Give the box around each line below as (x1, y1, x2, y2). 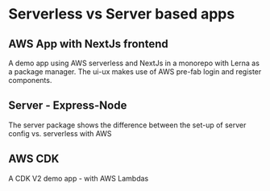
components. (8, 76, 52, 85)
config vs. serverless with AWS (8, 128, 112, 138)
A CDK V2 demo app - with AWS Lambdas (8, 173, 149, 183)
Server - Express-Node (8, 98, 127, 113)
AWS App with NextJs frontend (8, 37, 168, 51)
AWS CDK (8, 152, 60, 166)
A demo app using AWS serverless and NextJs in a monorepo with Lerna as (8, 58, 260, 68)
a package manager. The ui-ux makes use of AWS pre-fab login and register (8, 67, 262, 77)
